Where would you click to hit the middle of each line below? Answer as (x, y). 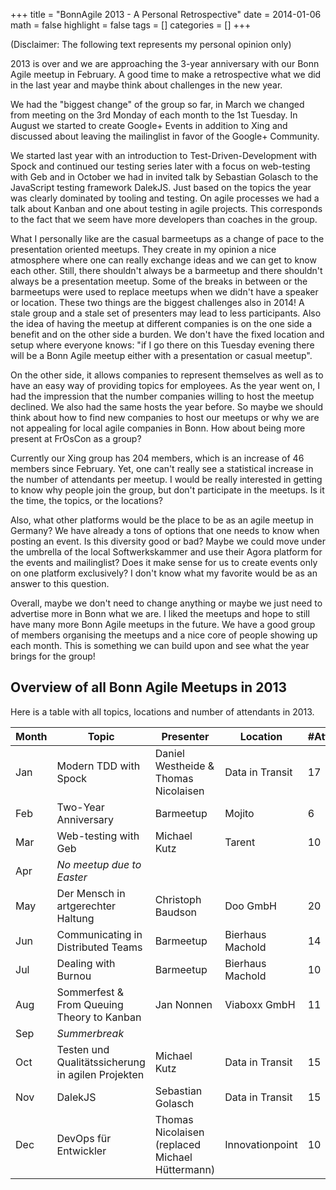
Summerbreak (90, 1033)
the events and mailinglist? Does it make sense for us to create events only (164, 562)
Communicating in (99, 934)
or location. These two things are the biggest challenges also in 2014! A (157, 302)
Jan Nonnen (183, 1004)
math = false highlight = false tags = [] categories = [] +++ (131, 25)
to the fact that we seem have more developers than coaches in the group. (164, 219)
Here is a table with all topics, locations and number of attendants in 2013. (162, 711)
